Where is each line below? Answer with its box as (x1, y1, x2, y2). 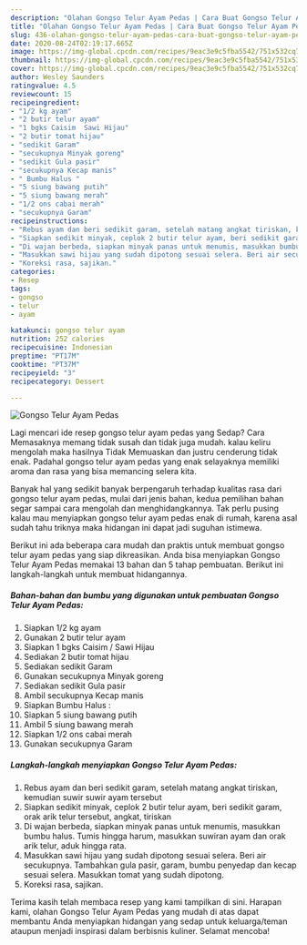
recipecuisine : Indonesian (10, 343, 113, 352)
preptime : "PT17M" (10, 351, 80, 361)
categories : (10, 268, 56, 277)
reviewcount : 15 (10, 89, 72, 98)
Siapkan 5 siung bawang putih (23, 709, 138, 720)
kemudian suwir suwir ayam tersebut (23, 792, 162, 803)
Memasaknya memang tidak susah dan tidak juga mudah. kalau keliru (10, 437, 271, 448)
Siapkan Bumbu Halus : (23, 700, 112, 711)
